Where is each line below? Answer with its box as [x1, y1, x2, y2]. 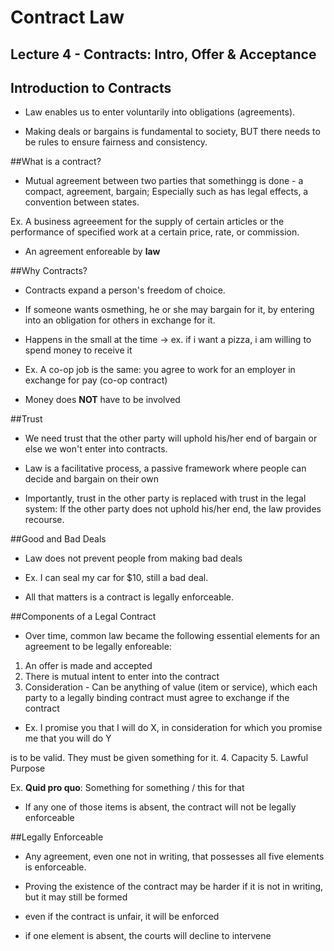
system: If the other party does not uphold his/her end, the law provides [24, 503, 322, 515]
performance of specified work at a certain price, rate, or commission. [10, 226, 300, 238]
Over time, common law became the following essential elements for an [24, 630, 321, 642]
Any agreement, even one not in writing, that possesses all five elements [24, 851, 325, 863]
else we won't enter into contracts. [24, 443, 168, 455]
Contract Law [10, 6, 125, 29]
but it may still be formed [24, 891, 128, 903]
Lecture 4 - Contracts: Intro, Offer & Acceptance [10, 46, 317, 63]
